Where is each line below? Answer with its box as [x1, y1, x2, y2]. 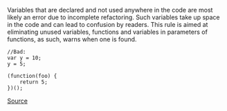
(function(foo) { [7, 72, 57, 79]
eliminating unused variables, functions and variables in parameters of [7, 28, 208, 36]
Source [7, 97, 28, 105]
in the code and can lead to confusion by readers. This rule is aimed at [7, 21, 208, 28]
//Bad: [7, 48, 26, 55]
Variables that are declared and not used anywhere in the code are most [7, 6, 213, 14]
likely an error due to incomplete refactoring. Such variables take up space [7, 13, 220, 21]
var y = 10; [7, 54, 42, 61]
